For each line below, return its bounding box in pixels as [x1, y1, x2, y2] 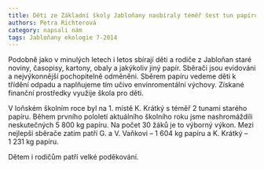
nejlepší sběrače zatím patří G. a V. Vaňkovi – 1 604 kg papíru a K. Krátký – [8, 129, 248, 138]
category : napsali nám [8, 26, 82, 34]
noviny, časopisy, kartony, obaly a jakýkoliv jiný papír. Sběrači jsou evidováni [8, 64, 256, 73]
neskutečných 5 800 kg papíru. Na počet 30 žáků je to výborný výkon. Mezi [8, 120, 254, 130]
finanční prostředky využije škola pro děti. [8, 88, 144, 98]
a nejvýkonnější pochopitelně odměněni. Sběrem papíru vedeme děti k [8, 72, 236, 81]
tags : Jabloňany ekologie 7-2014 [8, 33, 118, 42]
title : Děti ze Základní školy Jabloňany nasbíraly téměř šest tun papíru [8, 11, 258, 20]
